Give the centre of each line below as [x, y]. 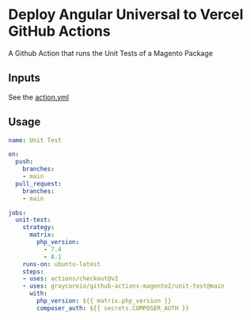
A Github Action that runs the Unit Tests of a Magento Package [111, 53]
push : [25, 162]
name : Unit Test [35, 140]
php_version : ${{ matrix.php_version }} [104, 301]
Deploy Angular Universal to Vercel [126, 15]
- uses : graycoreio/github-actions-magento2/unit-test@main [124, 286]
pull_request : [38, 183]
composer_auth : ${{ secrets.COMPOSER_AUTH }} [113, 308]
